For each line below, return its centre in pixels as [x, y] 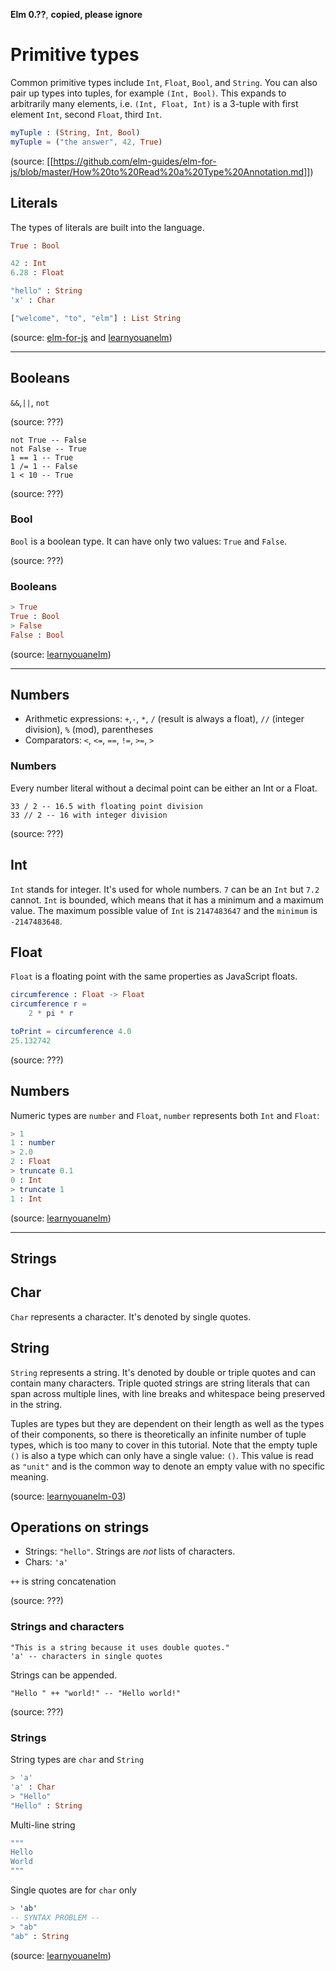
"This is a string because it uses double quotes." [120, 1647]
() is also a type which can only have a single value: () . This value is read [162, 1455]
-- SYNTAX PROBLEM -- [55, 1917]
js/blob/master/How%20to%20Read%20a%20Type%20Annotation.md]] [160, 171]
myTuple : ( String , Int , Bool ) [75, 132]
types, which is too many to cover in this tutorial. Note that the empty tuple [164, 1445]
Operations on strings [80, 1527]
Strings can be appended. [64, 1675]
